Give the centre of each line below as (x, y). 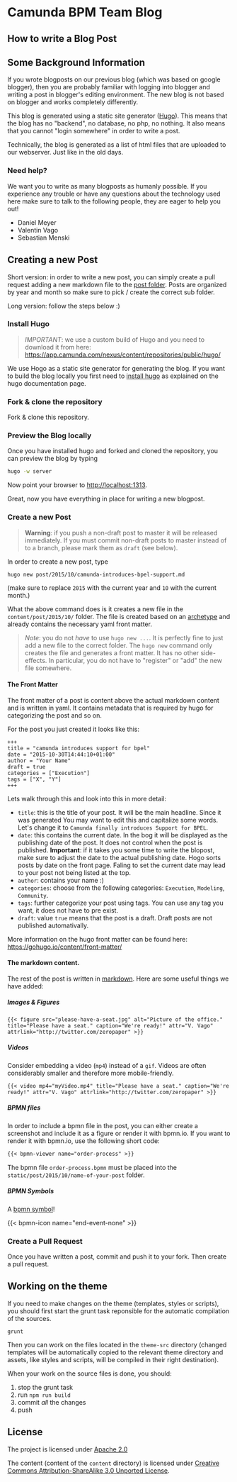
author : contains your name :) (60, 880)
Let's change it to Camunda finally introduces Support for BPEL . (113, 828)
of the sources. (29, 1318)
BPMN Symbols (31, 1191)
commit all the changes (52, 1402)
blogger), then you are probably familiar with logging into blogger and (109, 87)
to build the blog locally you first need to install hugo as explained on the (113, 376)
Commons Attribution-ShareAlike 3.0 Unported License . (88, 1470)
